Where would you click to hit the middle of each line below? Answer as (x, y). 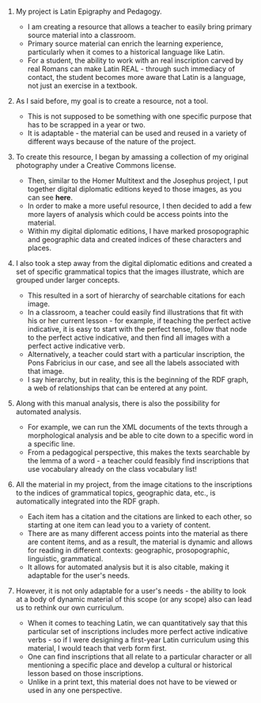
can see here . (50, 198)
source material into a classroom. (81, 35)
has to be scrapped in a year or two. (87, 125)
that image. (46, 371)
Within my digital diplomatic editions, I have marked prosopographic (138, 231)
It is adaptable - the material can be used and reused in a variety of (137, 133)
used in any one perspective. (75, 690)
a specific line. (51, 444)
